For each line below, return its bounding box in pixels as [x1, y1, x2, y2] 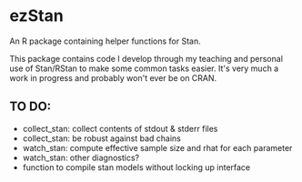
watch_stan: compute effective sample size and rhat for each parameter [22, 142, 293, 153]
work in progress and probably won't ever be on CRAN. [9, 72, 217, 83]
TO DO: [9, 99, 52, 115]
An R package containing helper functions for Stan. [9, 35, 202, 46]
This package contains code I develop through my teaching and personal [9, 53, 284, 64]
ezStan [9, 5, 64, 26]
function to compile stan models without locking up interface [22, 161, 251, 173]
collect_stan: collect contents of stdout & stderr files [22, 123, 218, 134]
